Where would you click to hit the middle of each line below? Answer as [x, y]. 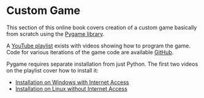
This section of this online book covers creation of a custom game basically [102, 27]
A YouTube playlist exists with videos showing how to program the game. [99, 46]
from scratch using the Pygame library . [55, 33]
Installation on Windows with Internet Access [72, 82]
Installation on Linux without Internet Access [71, 88]
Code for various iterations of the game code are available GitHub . [90, 52]
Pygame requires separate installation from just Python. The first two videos [102, 64]
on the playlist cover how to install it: [52, 70]
